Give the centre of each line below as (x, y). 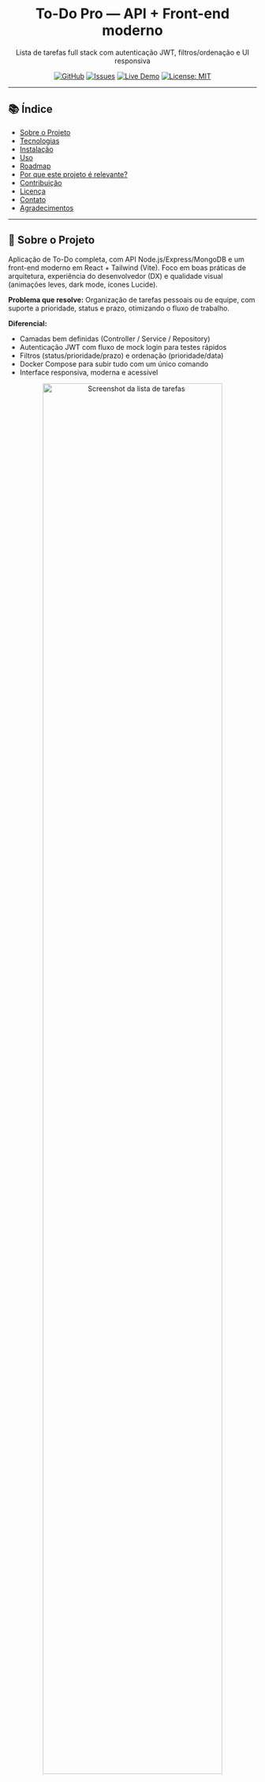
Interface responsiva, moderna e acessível (89, 372)
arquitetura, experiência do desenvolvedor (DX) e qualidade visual (116, 276)
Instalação (36, 149)
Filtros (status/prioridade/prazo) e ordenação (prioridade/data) (121, 355)
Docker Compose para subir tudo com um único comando (114, 363)
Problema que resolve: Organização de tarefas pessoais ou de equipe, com (132, 299)
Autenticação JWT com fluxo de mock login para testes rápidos (123, 347)
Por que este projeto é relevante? (73, 174)
